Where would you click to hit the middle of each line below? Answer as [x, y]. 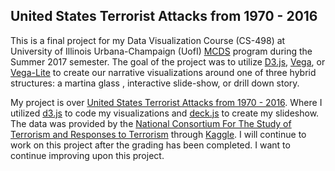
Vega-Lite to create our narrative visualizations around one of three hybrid [163, 72]
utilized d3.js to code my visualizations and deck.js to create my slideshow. [165, 113]
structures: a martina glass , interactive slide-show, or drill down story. [155, 83]
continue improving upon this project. [87, 155]
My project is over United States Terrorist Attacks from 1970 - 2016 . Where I [166, 102]
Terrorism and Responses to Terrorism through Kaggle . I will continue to [158, 134]
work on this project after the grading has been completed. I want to [150, 145]
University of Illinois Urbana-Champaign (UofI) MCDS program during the [161, 51]
